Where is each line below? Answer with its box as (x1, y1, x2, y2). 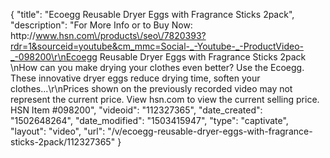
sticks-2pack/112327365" (10, 136, 116, 148)
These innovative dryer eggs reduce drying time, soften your (10, 72, 261, 84)
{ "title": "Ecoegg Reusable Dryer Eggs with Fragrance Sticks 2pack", (10, 9, 295, 20)
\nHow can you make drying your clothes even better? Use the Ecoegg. (10, 62, 305, 73)
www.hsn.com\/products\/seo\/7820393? (35, 30, 207, 41)
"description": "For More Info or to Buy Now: (10, 19, 193, 31)
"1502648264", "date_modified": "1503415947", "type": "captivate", (10, 115, 289, 126)
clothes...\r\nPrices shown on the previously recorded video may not (10, 83, 293, 94)
